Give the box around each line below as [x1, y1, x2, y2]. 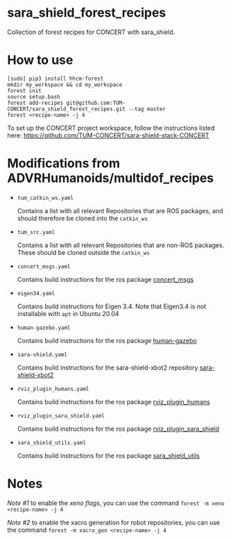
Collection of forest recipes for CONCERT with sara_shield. [7, 28, 176, 36]
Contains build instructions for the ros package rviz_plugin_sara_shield [17, 424, 220, 433]
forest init [7, 87, 42, 94]
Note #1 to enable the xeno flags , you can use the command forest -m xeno [7, 499, 225, 507]
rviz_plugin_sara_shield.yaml [17, 412, 105, 419]
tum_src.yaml [17, 228, 55, 235]
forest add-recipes [7, 99, 64, 106]
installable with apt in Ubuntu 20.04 [17, 309, 119, 317]
